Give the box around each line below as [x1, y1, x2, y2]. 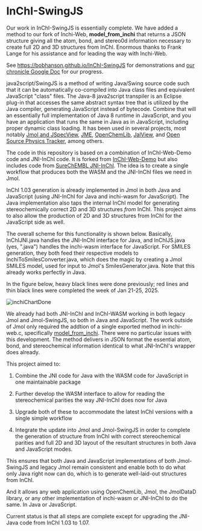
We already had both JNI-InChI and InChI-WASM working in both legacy [6, 310, 186, 317]
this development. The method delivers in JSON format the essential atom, [6, 335, 192, 343]
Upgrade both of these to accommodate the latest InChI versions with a [14, 408, 193, 415]
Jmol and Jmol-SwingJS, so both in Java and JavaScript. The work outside [6, 316, 193, 323]
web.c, [6, 329, 24, 336]
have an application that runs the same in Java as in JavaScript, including [6, 118, 189, 125]
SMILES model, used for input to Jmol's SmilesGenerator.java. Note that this [6, 262, 195, 269]
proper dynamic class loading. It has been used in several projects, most [6, 124, 187, 132]
